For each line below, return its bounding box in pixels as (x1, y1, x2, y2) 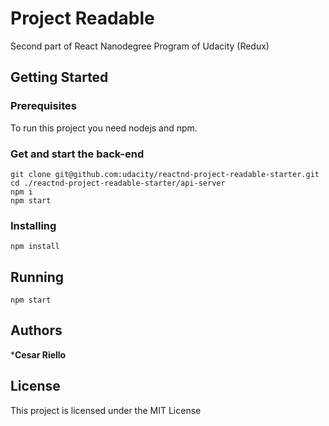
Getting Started (10, 69, 109, 86)
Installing (10, 218, 57, 232)
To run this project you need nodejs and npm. (10, 122, 198, 134)
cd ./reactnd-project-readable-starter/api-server (10, 178, 226, 188)
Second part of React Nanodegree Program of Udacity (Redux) (10, 40, 270, 52)
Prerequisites (10, 99, 77, 113)
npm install (10, 242, 60, 252)
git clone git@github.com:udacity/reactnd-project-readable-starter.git (10, 169, 320, 179)
